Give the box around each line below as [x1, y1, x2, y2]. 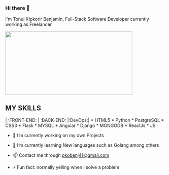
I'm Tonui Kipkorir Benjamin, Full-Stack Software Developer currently [5, 16, 149, 22]
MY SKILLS [5, 104, 42, 112]
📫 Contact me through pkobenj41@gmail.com [12, 152, 110, 158]
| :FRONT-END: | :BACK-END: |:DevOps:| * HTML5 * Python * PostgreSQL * [5, 117, 164, 123]
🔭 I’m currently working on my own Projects [12, 133, 104, 139]
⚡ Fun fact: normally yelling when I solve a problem [12, 164, 120, 170]
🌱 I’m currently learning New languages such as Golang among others [12, 142, 159, 148]
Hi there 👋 [5, 5, 30, 12]
